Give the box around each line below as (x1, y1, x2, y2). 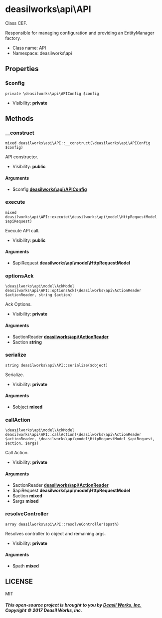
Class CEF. (5, 20, 27, 26)
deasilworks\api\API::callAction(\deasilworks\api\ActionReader (5, 432, 142, 437)
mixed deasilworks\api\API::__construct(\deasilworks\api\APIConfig (5, 141, 151, 146)
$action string (12, 339, 42, 345)
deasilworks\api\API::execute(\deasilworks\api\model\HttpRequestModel (5, 214, 157, 219)
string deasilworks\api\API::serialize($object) (5, 363, 108, 368)
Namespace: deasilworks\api (12, 50, 72, 56)
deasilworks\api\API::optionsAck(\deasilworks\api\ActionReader (5, 288, 142, 293)
